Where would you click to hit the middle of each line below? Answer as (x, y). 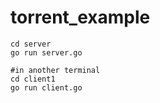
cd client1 (33, 79)
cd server (31, 44)
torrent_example (80, 17)
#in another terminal (55, 70)
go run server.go (46, 52)
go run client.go (46, 87)
